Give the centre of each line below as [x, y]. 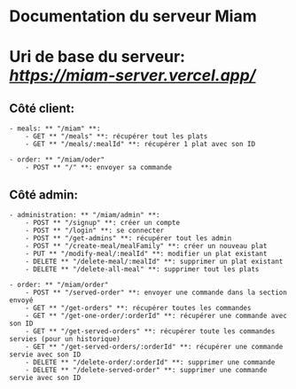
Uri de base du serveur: [97, 57]
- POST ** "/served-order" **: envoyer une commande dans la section [156, 292]
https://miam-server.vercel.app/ [132, 76]
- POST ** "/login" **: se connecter [95, 230]
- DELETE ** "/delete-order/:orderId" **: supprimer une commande [150, 362]
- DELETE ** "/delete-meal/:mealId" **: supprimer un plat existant [154, 261]
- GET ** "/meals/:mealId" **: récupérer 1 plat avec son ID [140, 144]
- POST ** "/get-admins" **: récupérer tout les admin [129, 238]
